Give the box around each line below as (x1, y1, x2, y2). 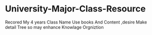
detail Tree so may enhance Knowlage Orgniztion (5, 24, 104, 30)
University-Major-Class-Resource (5, 3, 146, 14)
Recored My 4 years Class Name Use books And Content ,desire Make (5, 19, 147, 25)
